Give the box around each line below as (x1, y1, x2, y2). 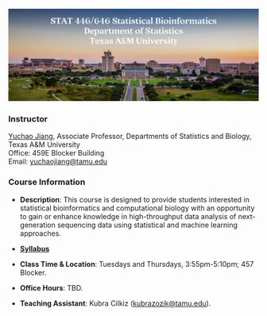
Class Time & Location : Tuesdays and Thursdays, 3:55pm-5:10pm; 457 (19, 259, 254, 268)
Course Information (8, 176, 86, 187)
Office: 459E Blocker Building (8, 148, 105, 158)
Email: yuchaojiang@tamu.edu (8, 156, 108, 167)
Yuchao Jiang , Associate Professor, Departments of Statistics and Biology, (8, 132, 252, 141)
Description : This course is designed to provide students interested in (19, 195, 250, 204)
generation (19, 220, 56, 229)
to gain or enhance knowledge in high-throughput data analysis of (19, 211, 237, 221)
